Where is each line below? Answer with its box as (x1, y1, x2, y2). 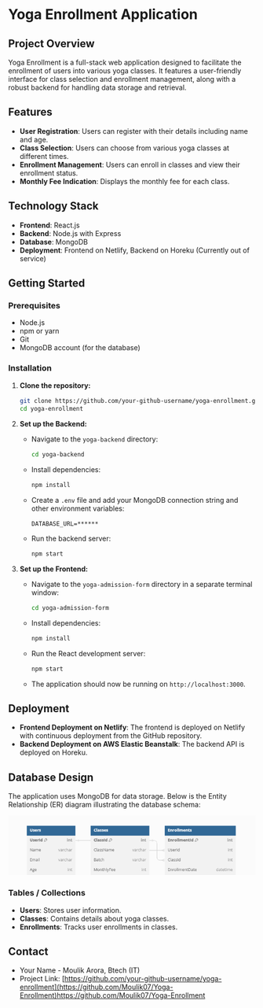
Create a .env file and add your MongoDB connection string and (31, 496, 239, 505)
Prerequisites (8, 300, 60, 311)
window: (31, 588, 59, 597)
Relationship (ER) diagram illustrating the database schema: (8, 800, 202, 810)
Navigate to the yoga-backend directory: (31, 434, 159, 444)
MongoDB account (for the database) (19, 343, 141, 353)
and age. (19, 135, 49, 144)
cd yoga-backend (31, 451, 85, 459)
